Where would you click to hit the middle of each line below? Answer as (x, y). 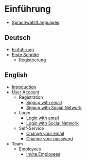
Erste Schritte (25, 54)
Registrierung (32, 60)
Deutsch (18, 38)
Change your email (45, 133)
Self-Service (31, 128)
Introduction (24, 87)
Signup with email (44, 102)
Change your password (50, 138)
